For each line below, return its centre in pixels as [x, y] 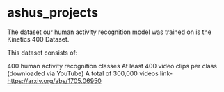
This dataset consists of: [42, 53]
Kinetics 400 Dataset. [38, 39]
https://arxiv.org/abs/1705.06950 [55, 80]
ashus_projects [53, 13]
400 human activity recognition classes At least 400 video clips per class [112, 66]
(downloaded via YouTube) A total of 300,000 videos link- [90, 73]
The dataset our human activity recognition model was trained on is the [110, 32]
